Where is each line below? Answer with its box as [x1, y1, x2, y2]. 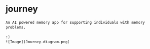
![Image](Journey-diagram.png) [5, 39, 70, 44]
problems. [5, 25, 26, 30]
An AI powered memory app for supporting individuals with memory [5, 20, 145, 25]
